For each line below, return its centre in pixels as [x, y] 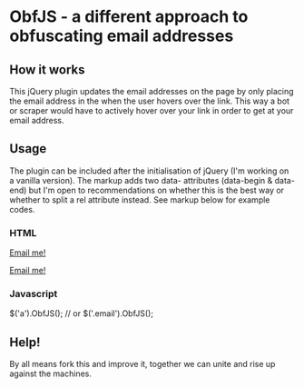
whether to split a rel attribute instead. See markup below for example [140, 199]
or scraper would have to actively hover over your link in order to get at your [152, 110]
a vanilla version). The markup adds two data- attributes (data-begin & [141, 180]
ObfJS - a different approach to [129, 17]
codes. [22, 209]
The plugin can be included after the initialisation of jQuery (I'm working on [149, 171]
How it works [47, 70]
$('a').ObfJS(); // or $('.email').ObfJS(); [82, 313]
